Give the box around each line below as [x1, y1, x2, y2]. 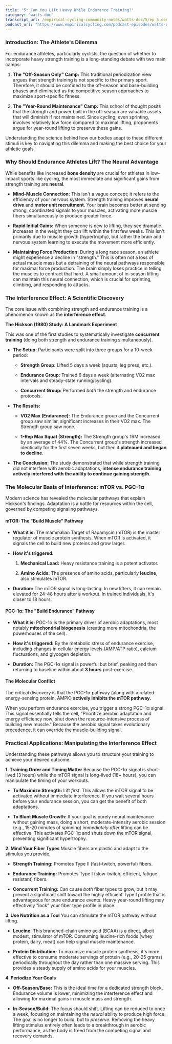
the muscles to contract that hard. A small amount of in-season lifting [12, 270, 159, 277]
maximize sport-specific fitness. [12, 93, 81, 99]
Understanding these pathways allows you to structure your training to [5, 751, 154, 757]
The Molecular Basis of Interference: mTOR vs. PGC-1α [5, 484, 145, 491]
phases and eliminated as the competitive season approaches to [12, 88, 149, 94]
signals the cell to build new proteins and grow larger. [12, 540, 126, 546]
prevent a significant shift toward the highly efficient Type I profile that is [12, 892, 166, 898]
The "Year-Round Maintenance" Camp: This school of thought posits [12, 103, 161, 109]
